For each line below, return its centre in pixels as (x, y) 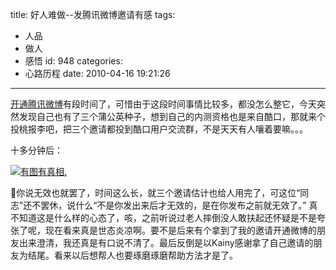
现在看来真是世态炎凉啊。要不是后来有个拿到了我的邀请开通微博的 (180, 230)
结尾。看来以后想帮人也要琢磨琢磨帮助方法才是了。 (132, 255)
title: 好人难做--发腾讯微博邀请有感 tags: (93, 14)
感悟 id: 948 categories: (73, 61)
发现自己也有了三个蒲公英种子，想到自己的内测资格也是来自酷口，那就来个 (172, 116)
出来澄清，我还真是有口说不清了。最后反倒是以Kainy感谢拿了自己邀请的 (166, 242)
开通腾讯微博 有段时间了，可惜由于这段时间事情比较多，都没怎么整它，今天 (163, 104)
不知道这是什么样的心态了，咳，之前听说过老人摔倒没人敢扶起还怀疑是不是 (163, 217)
